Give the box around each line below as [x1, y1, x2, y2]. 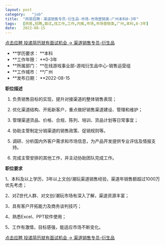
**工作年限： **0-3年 [12, 56, 57, 62]
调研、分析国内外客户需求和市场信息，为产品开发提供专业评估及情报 [12, 138, 152, 144]
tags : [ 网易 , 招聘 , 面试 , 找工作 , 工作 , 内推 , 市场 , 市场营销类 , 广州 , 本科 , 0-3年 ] [5, 21, 149, 26]
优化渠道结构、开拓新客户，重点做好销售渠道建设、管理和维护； [12, 107, 143, 113]
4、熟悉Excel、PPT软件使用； [5, 214, 67, 220]
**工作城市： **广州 [12, 69, 53, 75]
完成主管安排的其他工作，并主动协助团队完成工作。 [12, 155, 117, 161]
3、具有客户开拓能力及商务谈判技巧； [5, 203, 82, 209]
